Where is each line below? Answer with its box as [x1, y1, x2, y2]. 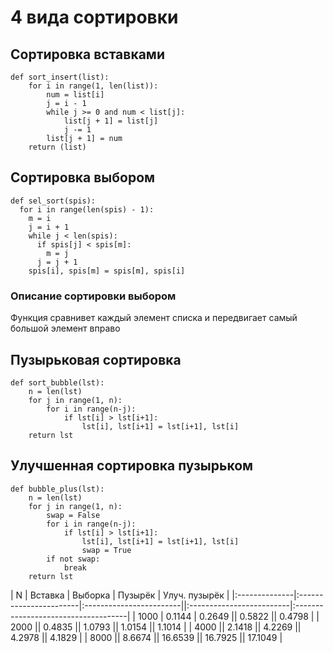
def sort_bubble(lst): [10, 377, 105, 388]
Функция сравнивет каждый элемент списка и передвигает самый [10, 312, 298, 324]
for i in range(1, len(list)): [28, 81, 159, 91]
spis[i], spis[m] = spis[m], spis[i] [28, 266, 186, 276]
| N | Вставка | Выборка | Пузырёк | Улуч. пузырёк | [10, 589, 230, 601]
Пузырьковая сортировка [10, 351, 182, 368]
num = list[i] [46, 90, 105, 100]
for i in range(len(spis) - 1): [19, 204, 155, 215]
